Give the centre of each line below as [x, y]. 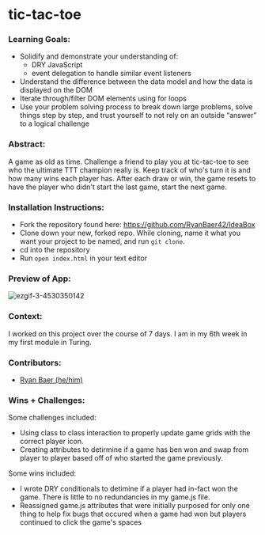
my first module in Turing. [50, 342]
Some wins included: [42, 473]
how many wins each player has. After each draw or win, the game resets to [132, 178]
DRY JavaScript [57, 65]
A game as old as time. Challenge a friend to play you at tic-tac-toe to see [129, 161]
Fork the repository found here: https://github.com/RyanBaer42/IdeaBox [137, 225]
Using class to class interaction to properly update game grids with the [135, 433]
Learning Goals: [40, 40]
